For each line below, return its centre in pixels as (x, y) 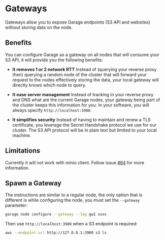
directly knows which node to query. (49, 85)
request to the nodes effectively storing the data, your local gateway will (85, 80)
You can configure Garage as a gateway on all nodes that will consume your (82, 54)
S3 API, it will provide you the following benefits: (54, 60)
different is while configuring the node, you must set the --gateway (72, 200)
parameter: (16, 205)
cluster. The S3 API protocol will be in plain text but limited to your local (84, 130)
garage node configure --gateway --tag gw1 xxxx (56, 214)
